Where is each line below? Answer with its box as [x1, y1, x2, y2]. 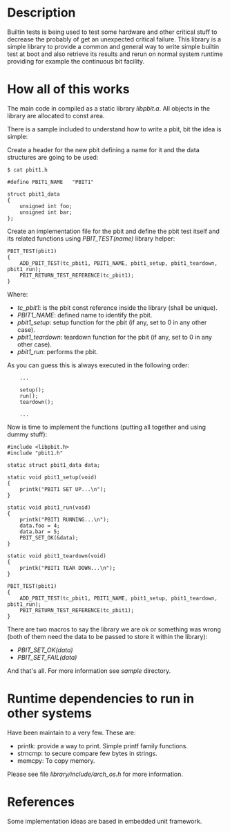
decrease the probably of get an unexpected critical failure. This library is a [7, 35, 222, 43]
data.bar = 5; [19, 528, 60, 535]
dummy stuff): [7, 430, 48, 438]
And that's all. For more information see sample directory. [7, 666, 171, 675]
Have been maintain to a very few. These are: [7, 728, 136, 737]
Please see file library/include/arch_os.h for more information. [7, 770, 183, 778]
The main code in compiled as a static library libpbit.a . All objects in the [7, 104, 211, 112]
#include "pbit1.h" [7, 450, 64, 456]
